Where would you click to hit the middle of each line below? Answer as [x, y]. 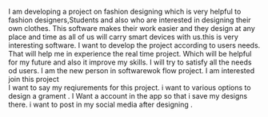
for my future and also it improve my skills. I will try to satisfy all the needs [130, 62]
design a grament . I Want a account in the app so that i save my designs [128, 96]
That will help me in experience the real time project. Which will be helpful [130, 54]
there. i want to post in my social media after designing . [101, 104]
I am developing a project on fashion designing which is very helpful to [125, 12]
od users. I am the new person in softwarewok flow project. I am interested [132, 70]
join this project [34, 79]
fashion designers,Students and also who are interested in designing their [130, 20]
